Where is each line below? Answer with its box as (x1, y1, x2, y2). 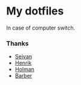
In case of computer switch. (6, 24, 76, 31)
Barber (14, 72, 32, 80)
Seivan (14, 53, 32, 60)
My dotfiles (6, 4, 64, 18)
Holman (14, 66, 35, 73)
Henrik (14, 59, 32, 67)
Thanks (6, 39, 29, 48)
